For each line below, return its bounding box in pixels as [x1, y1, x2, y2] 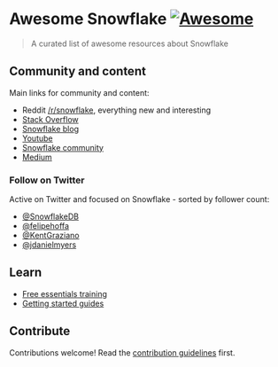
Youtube [21, 133, 53, 144]
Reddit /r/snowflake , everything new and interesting [21, 105, 212, 115]
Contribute [9, 324, 71, 339]
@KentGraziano [21, 230, 80, 241]
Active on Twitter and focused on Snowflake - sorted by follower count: [9, 194, 270, 205]
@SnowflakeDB [21, 211, 80, 222]
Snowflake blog [21, 123, 80, 134]
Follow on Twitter [9, 174, 86, 186]
